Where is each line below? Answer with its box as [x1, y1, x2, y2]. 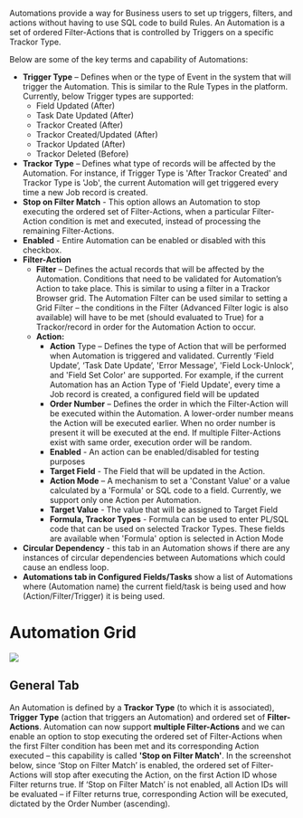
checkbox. [22, 244, 62, 255]
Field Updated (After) [35, 100, 116, 111]
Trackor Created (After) [35, 119, 124, 130]
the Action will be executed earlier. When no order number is [49, 418, 276, 428]
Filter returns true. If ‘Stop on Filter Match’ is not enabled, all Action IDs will [9, 778, 289, 790]
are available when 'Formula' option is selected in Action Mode [49, 533, 284, 544]
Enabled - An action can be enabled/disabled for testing [49, 447, 260, 457]
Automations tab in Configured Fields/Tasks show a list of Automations [22, 572, 294, 582]
